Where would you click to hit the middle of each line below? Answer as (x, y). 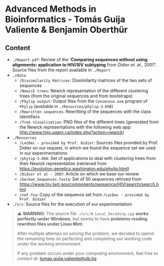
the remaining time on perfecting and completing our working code (84, 239)
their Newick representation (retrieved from (63, 163)
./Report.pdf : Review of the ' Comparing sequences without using (80, 59)
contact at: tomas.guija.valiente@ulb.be (57, 258)
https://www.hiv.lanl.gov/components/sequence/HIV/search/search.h (89, 184)
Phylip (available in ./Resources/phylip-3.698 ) (66, 106)
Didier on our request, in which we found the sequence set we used (88, 148)
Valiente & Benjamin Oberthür (66, 30)
